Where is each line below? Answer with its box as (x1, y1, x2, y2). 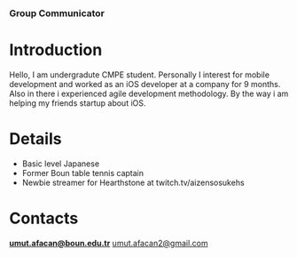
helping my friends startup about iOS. (9, 97, 146, 108)
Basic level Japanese (21, 158, 100, 169)
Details (9, 129, 62, 149)
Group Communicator (9, 7, 105, 20)
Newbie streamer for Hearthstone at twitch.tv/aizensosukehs (21, 177, 246, 188)
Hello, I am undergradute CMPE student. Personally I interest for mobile (9, 69, 270, 80)
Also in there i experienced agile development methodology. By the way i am (9, 88, 289, 99)
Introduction (9, 40, 103, 60)
